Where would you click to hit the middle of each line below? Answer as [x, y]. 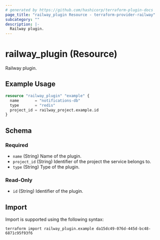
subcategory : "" [22, 19]
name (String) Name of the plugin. [47, 156]
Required [17, 145]
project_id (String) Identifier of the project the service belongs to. [82, 161]
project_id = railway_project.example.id [54, 110]
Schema [19, 130]
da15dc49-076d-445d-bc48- [124, 229]
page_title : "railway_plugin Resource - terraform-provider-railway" [81, 15]
